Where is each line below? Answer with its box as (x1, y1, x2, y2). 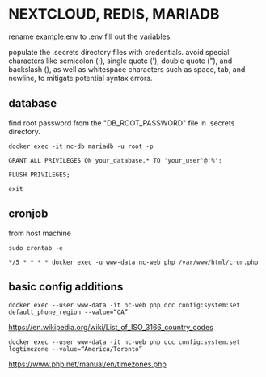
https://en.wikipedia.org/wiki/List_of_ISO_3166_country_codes (8, 323, 214, 333)
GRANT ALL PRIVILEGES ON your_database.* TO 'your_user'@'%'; (8, 156, 222, 164)
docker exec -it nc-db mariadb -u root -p (8, 142, 154, 150)
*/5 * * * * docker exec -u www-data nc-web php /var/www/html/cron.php (8, 258, 259, 266)
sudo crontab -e (8, 244, 63, 252)
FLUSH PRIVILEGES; (8, 171, 70, 179)
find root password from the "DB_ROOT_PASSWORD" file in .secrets (8, 118, 235, 128)
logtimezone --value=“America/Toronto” (8, 345, 143, 354)
